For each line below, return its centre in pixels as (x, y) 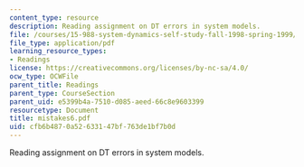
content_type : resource (54, 18)
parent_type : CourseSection (62, 93)
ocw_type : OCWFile (44, 77)
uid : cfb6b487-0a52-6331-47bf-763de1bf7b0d (93, 127)
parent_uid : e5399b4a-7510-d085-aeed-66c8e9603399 (107, 102)
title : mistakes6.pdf (50, 118)
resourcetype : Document (54, 110)
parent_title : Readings (54, 85)
